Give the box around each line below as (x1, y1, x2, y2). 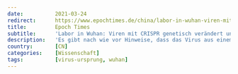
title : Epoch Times (7, 23, 91, 30)
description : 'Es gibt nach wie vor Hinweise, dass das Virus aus (7, 37, 214, 44)
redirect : (7, 17, 37, 24)
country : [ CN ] (7, 43, 69, 50)
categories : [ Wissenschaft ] (7, 50, 100, 57)
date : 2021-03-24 (7, 10, 87, 18)
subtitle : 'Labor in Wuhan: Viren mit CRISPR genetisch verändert (7, 30, 223, 37)
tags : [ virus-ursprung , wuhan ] (7, 56, 129, 63)
